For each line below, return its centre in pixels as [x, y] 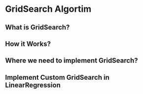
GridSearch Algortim [48, 9]
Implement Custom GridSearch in [57, 77]
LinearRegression [33, 85]
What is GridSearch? [37, 27]
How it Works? [28, 44]
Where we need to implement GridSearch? [71, 61]
